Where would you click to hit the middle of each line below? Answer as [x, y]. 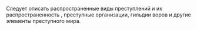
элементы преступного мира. [44, 21]
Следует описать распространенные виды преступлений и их [84, 9]
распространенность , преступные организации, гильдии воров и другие [98, 15]
